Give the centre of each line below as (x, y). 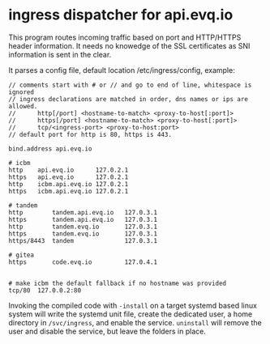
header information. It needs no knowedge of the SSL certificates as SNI (129, 45)
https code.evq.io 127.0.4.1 (83, 262)
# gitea (21, 255)
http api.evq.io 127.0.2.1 (69, 170)
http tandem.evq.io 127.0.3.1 (83, 227)
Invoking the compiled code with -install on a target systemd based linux (133, 305)
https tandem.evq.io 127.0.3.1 (83, 234)
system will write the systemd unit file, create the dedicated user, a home (131, 314)
